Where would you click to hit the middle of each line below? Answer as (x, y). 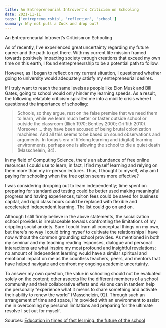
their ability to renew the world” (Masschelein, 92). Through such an (75, 295)
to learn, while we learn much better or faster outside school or (82, 119)
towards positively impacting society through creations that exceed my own (83, 58)
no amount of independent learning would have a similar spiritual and (76, 253)
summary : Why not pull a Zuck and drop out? (52, 24)
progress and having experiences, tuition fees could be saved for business (82, 196)
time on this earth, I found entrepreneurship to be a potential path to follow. (82, 63)
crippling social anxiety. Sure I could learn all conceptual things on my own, (83, 227)
